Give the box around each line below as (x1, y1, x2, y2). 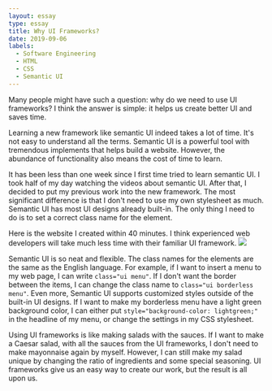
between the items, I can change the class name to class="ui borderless (8, 280, 254, 289)
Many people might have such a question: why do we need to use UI (8, 94, 238, 104)
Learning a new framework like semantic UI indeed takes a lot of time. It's (8, 128, 254, 137)
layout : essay (8, 11, 57, 20)
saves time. (8, 111, 47, 122)
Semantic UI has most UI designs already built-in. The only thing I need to (8, 204, 255, 214)
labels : (8, 42, 35, 50)
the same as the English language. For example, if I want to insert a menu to (8, 262, 262, 272)
